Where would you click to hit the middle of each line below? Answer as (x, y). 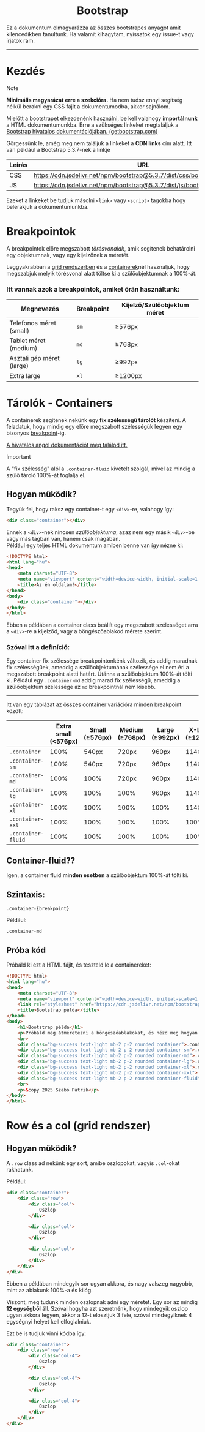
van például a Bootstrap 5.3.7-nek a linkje (59, 149)
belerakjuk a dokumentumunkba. (48, 206)
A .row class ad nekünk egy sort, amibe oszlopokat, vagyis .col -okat (93, 1163)
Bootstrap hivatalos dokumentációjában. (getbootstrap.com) (82, 131)
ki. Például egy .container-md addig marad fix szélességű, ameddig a (93, 680)
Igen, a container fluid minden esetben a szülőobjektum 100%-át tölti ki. (98, 875)
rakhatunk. (20, 1170)
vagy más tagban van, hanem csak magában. (63, 538)
